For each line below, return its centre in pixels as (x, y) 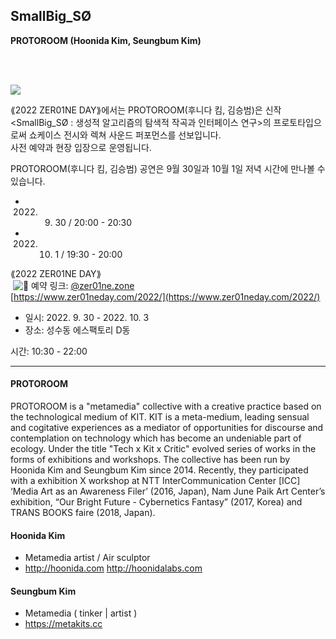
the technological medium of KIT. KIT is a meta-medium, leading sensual (160, 417)
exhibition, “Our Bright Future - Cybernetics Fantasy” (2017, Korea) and (156, 502)
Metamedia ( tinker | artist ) (81, 613)
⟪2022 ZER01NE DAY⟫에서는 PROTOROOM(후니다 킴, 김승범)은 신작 (146, 110)
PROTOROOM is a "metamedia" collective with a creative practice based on (166, 406)
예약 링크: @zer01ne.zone (83, 285)
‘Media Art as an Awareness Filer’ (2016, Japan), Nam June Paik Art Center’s (168, 491)
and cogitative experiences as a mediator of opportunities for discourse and (167, 428)
